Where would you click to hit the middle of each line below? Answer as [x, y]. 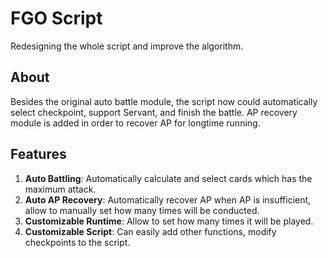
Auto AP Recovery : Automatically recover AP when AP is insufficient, [168, 199]
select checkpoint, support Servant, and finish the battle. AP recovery [154, 112]
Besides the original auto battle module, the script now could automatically [164, 101]
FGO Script [56, 18]
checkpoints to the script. [77, 242]
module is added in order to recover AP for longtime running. [135, 123]
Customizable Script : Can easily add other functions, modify [150, 231]
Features [38, 154]
